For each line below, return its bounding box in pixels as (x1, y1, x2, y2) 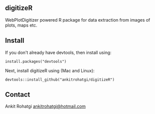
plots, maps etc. (5, 22, 38, 28)
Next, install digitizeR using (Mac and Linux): (5, 67, 95, 73)
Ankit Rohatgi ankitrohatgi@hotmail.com (5, 103, 86, 110)
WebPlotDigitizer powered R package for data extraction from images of (5, 17, 151, 23)
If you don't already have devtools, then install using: (5, 49, 111, 56)
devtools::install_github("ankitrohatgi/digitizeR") (5, 77, 115, 82)
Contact (5, 90, 30, 99)
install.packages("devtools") (5, 59, 67, 64)
